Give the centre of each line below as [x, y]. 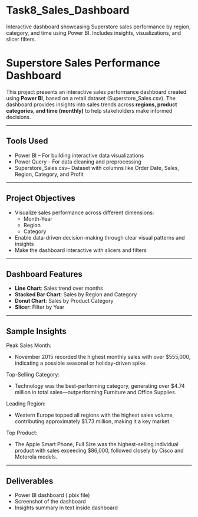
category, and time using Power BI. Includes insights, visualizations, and [94, 32]
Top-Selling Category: [33, 375]
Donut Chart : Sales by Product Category [64, 301]
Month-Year [38, 218]
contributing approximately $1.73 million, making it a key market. [93, 421]
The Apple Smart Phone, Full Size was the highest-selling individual [96, 444]
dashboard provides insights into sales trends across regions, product [92, 104]
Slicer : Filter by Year [39, 307]
